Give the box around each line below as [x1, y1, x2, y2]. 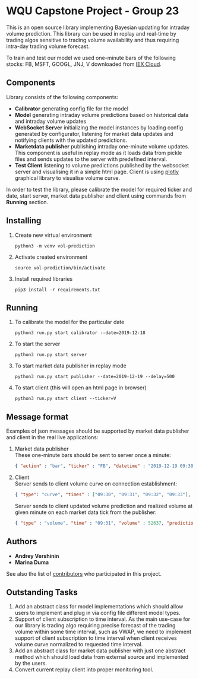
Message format [6, 411, 69, 422]
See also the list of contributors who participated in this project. [6, 570, 162, 577]
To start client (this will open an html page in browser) [14, 384, 147, 391]
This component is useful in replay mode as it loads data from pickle [14, 149, 182, 156]
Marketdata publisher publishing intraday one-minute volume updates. [14, 142, 189, 150]
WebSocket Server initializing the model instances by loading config [14, 123, 183, 131]
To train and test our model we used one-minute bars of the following [6, 54, 176, 61]
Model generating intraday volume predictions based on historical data [14, 111, 189, 118]
